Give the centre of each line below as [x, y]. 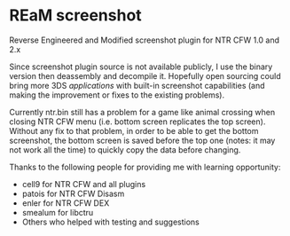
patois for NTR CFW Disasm [73, 193]
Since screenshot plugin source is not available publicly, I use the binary [141, 67]
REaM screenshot [75, 16]
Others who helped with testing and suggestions [110, 222]
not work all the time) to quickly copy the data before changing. [125, 149]
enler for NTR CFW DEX [66, 203]
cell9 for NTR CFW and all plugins [84, 184]
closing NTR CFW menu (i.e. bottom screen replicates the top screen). [137, 122]
